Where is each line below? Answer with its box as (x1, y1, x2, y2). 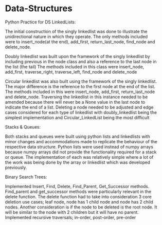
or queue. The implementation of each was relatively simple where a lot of (5, 154, 154, 160)
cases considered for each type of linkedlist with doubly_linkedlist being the (5, 109, 157, 115)
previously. (5, 164, 27, 170)
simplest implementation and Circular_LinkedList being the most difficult (5, 114, 150, 120)
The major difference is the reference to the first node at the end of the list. (5, 83, 156, 89)
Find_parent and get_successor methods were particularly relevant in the (5, 188, 152, 194)
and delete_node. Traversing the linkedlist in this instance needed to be (5, 94, 148, 100)
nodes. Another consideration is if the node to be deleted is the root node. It (5, 204, 157, 210)
